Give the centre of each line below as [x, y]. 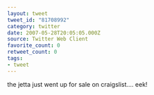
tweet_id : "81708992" [38, 20]
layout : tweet [28, 13]
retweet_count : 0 [32, 52]
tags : [15, 59]
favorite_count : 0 [34, 45]
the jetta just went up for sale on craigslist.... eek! [77, 84]
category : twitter [34, 26]
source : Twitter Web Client [48, 39]
